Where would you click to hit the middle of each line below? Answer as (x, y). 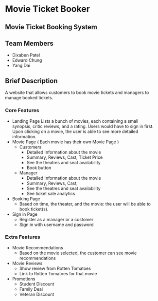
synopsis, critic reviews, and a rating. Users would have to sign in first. (83, 126)
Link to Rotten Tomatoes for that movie (58, 273)
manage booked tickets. (29, 98)
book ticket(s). (34, 209)
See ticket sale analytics (51, 193)
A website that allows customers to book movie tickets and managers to (77, 93)
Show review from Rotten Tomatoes (55, 268)
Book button (39, 168)
